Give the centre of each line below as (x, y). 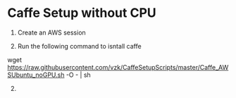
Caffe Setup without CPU (82, 13)
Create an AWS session (51, 32)
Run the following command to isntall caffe (80, 46)
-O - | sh (79, 75)
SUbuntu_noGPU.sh (36, 75)
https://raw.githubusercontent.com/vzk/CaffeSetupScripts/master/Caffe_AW (118, 67)
